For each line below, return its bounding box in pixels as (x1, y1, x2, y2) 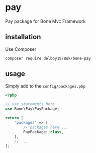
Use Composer (5, 46, 37, 52)
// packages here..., (23, 125, 69, 130)
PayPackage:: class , (23, 129, 64, 134)
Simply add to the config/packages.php (5, 83, 86, 89)
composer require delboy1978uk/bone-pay (5, 56, 91, 61)
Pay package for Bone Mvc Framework (5, 18, 86, 24)
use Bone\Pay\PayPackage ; (5, 106, 59, 112)
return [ (5, 115, 24, 121)
